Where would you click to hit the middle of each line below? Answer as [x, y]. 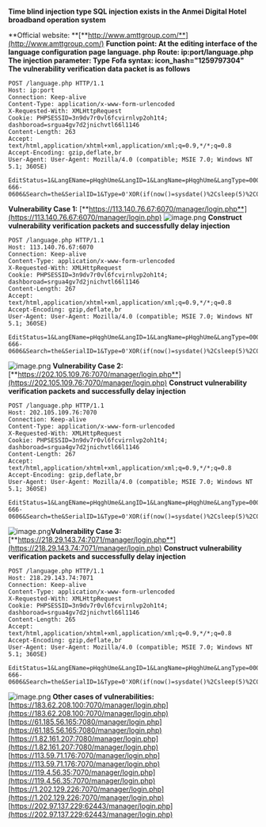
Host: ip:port [32, 90]
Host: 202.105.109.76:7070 [53, 413]
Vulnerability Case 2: [88, 366]
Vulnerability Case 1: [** [49, 209]
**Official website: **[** [48, 35]
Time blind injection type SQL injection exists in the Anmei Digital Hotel [127, 11]
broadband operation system [57, 20]
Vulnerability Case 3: [86, 531]
